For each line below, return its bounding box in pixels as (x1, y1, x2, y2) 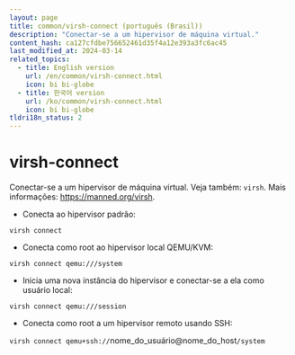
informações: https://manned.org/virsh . (9, 191, 156, 202)
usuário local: (22, 285, 73, 296)
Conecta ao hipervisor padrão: (22, 209, 137, 220)
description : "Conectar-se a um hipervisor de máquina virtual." (9, 30, 259, 39)
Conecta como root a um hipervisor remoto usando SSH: (22, 318, 233, 329)
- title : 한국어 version (17, 88, 105, 97)
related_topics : (9, 55, 70, 64)
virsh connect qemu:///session (9, 302, 127, 311)
